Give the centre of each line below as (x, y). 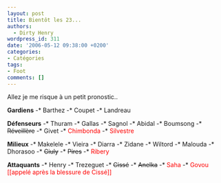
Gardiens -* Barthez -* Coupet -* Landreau (69, 110)
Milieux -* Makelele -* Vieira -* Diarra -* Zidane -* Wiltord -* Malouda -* (111, 144)
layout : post (26, 13)
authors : (20, 26)
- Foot (17, 71)
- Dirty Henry (33, 33)
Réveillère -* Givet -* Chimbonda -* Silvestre (71, 131)
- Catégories (26, 58)
